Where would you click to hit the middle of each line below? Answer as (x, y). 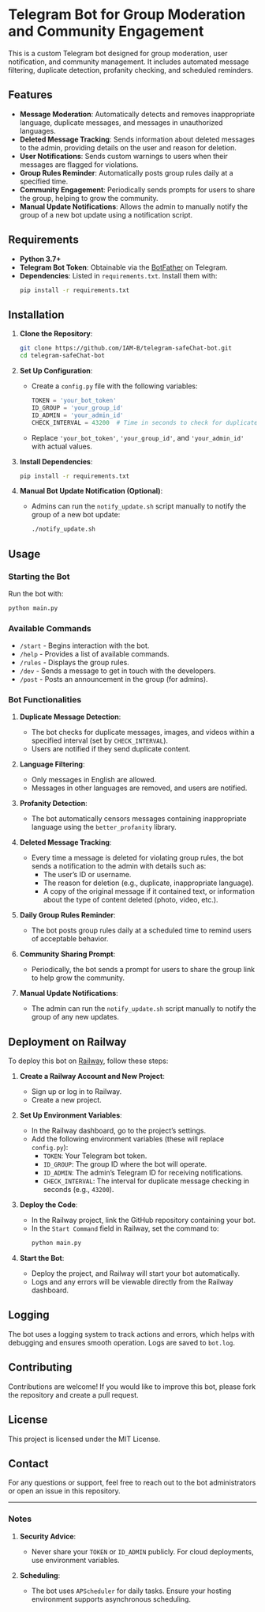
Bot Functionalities (45, 700)
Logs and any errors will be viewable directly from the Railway (132, 1282)
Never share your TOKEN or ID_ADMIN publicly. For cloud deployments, (142, 1551)
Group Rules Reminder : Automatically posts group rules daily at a (127, 172)
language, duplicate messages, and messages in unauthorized (121, 122)
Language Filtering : (52, 764)
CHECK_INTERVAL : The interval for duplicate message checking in (146, 1181)
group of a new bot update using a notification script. (106, 214)
